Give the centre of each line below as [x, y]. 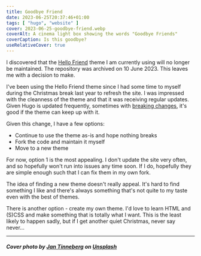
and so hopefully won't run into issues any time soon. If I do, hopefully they [99, 166]
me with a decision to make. [41, 75]
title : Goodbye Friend [34, 12]
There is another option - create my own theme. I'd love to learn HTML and [98, 208]
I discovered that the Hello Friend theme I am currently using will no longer [98, 62]
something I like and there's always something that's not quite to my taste [97, 190]
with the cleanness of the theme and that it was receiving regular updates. [98, 99]
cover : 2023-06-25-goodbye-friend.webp [56, 28]
